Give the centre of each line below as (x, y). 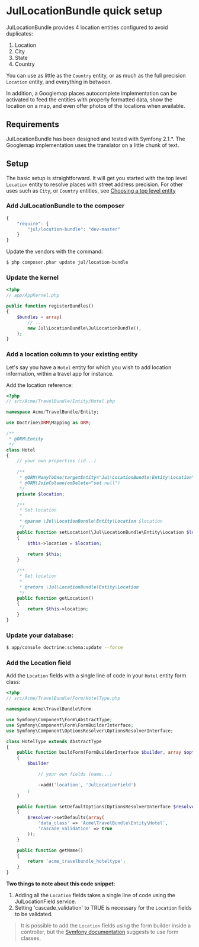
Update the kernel (33, 278)
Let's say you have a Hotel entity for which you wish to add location (89, 367)
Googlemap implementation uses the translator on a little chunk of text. (93, 145)
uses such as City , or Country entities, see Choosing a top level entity (91, 190)
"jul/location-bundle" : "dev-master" (74, 229)
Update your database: (40, 635)
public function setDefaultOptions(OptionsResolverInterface (94, 807)
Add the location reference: (39, 385)
